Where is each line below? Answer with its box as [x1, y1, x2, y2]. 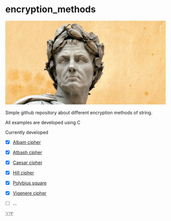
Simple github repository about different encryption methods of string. [5, 109, 153, 116]
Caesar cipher [12, 159, 43, 165]
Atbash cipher [12, 149, 42, 155]
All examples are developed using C [5, 119, 80, 125]
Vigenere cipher [12, 190, 47, 197]
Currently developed [5, 129, 48, 135]
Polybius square [12, 180, 47, 186]
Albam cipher [12, 139, 41, 145]
